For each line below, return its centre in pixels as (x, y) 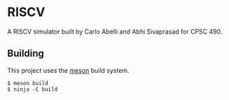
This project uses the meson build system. (68, 70)
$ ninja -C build (33, 89)
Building (26, 53)
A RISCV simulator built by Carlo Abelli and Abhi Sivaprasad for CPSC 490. (115, 31)
